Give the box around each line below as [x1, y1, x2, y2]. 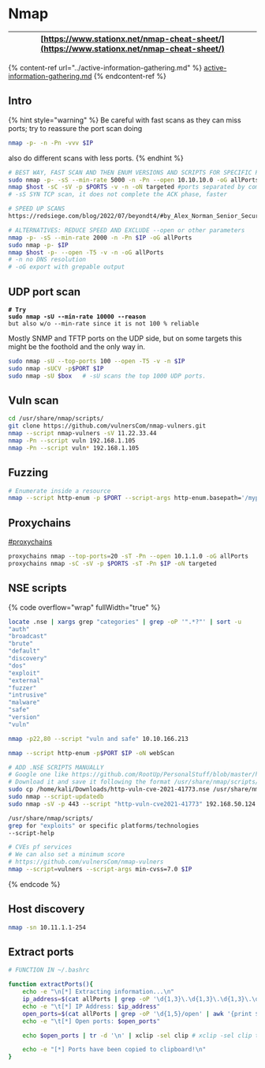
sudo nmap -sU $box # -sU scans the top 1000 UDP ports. [8, 372, 207, 380]
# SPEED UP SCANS [8, 205, 65, 213]
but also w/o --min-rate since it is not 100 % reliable [8, 319, 200, 328]
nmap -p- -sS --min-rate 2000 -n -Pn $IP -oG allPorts [8, 234, 192, 242]
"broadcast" [8, 633, 47, 641]
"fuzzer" [8, 684, 37, 692]
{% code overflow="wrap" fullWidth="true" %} [8, 602, 161, 612]
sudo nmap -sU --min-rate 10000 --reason [8, 313, 147, 321]
